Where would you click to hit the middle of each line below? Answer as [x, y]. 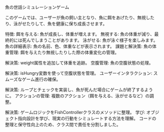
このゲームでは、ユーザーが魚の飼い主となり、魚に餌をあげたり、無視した [80, 18]
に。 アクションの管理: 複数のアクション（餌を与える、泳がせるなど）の [78, 96]
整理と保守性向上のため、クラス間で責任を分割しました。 [63, 124]
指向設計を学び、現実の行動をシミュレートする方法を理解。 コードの [87, 118]
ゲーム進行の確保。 [41, 79]
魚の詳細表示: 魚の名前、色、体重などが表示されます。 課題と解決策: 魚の [79, 46]
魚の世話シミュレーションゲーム [37, 7]
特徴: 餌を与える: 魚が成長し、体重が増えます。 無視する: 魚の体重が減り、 [80, 34]
